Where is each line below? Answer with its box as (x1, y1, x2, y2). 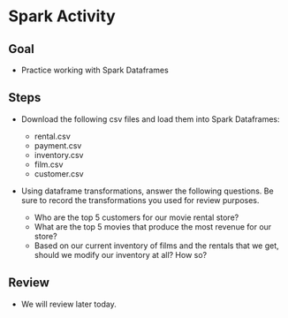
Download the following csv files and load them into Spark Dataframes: (20, 113, 280, 125)
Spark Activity (8, 6, 116, 26)
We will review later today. (20, 299, 117, 309)
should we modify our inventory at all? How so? (34, 249, 208, 260)
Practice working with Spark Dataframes (20, 64, 169, 75)
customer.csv (34, 168, 85, 178)
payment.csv (34, 140, 82, 151)
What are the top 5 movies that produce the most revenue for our (34, 221, 272, 231)
